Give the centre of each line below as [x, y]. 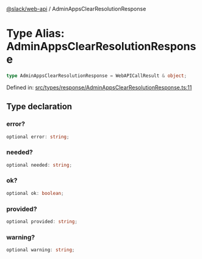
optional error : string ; [38, 137]
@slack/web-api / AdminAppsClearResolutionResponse [76, 9]
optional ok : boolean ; [35, 193]
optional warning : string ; [41, 250]
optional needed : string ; [39, 165]
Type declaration [39, 107]
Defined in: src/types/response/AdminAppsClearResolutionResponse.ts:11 [99, 87]
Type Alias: [36, 34]
